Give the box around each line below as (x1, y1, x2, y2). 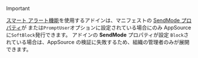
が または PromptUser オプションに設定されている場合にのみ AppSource (21, 24, 192, 31)
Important (6, 5, 30, 12)
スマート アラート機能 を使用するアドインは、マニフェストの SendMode (6, 17, 180, 24)
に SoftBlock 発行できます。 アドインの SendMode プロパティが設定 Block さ (6, 31, 189, 38)
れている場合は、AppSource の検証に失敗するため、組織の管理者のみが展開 (6, 39, 190, 45)
